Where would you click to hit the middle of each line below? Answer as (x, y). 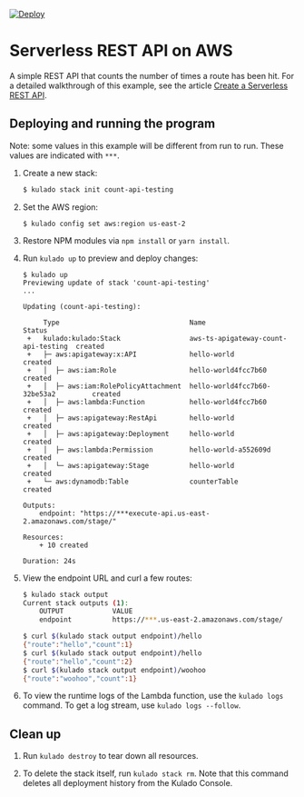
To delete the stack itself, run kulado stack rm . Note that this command (155, 773)
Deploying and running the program (113, 124)
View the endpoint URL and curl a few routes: (107, 578)
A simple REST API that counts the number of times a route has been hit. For (152, 75)
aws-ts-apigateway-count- (238, 338)
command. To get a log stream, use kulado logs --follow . (132, 705)
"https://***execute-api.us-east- (145, 513)
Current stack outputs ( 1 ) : (75, 603)
